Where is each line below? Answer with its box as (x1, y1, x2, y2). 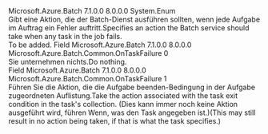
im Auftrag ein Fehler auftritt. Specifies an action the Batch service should (8, 23, 250, 33)
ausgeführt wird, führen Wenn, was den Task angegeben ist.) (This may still (8, 108, 256, 117)
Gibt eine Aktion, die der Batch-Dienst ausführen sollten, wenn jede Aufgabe (8, 14, 261, 24)
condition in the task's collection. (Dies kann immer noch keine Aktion (8, 100, 238, 108)
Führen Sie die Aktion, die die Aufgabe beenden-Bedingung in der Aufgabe (8, 82, 256, 92)
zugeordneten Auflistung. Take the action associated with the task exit (8, 91, 238, 100)
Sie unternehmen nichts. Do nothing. (8, 57, 127, 66)
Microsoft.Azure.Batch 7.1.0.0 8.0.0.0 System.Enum (8, 6, 176, 15)
